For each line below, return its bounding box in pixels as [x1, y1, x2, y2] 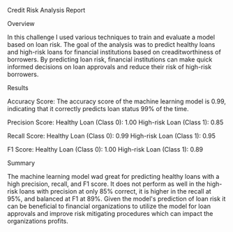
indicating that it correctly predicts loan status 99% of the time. [7, 105, 189, 113]
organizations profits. [7, 217, 68, 225]
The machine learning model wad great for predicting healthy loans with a [7, 173, 220, 180]
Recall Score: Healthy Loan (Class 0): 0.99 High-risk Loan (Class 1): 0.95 [7, 132, 216, 140]
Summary [7, 159, 36, 167]
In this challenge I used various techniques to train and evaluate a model [7, 33, 215, 41]
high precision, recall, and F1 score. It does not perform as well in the [7, 180, 206, 188]
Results [7, 84, 29, 92]
